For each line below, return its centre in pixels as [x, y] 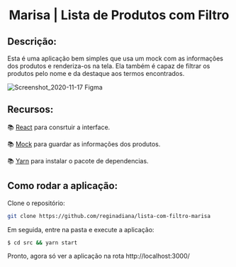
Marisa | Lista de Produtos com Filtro [119, 15]
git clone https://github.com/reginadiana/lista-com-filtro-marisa [109, 216]
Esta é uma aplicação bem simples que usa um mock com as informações [116, 58]
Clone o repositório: [36, 203]
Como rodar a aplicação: [63, 186]
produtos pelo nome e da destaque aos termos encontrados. [96, 73]
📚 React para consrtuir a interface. [59, 127]
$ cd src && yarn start [43, 243]
